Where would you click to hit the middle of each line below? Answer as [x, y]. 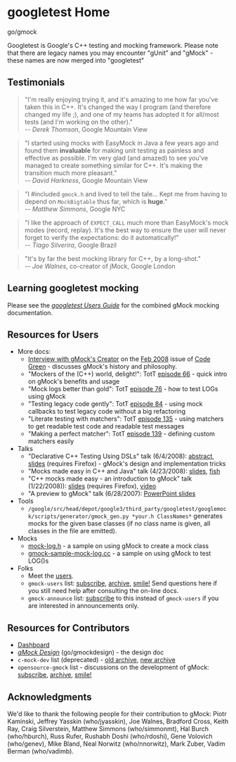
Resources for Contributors [68, 628]
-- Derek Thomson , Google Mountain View [86, 129]
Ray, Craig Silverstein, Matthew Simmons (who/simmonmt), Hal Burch [108, 729]
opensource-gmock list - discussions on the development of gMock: [113, 667]
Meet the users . [51, 576]
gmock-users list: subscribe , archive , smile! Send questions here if [123, 583]
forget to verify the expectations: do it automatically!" [101, 237]
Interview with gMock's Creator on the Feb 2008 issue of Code [119, 359]
